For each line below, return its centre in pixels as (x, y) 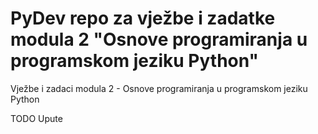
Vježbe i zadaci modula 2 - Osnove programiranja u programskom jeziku (159, 88)
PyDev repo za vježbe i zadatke (143, 18)
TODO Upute (36, 118)
